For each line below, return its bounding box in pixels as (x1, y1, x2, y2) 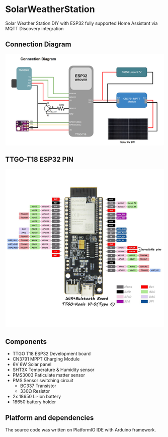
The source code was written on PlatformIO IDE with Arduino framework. (5, 427, 156, 433)
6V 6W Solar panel (12, 361, 52, 368)
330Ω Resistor (20, 388, 50, 394)
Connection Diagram (5, 40, 71, 49)
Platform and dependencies (5, 413, 94, 422)
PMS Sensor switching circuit (12, 378, 74, 384)
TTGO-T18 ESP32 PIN (5, 155, 74, 164)
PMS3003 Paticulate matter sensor (12, 372, 86, 378)
